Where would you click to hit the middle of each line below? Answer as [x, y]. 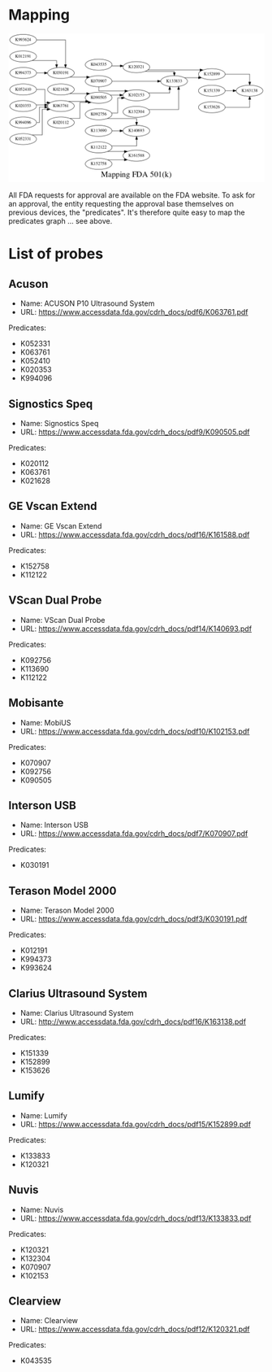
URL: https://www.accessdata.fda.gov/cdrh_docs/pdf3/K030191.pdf [134, 919]
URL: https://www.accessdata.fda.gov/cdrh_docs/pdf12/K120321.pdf [135, 1329]
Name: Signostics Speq [59, 424]
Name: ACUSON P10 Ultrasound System [87, 303]
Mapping [39, 15]
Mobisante [36, 703]
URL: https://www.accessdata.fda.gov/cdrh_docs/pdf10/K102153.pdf [135, 731]
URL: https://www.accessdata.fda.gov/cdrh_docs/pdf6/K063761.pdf [134, 312]
